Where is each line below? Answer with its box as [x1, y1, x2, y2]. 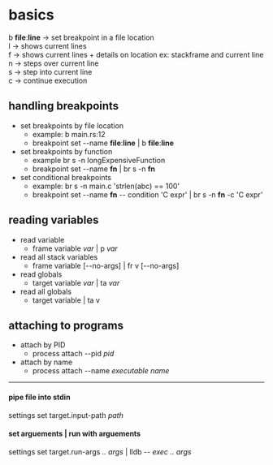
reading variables [8, 213, 99, 227]
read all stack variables [19, 252, 98, 261]
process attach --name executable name [32, 366, 170, 376]
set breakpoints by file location [19, 120, 124, 131]
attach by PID [19, 340, 66, 350]
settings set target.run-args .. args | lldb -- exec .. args [8, 446, 192, 456]
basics [8, 6, 54, 24]
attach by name [19, 357, 73, 367]
